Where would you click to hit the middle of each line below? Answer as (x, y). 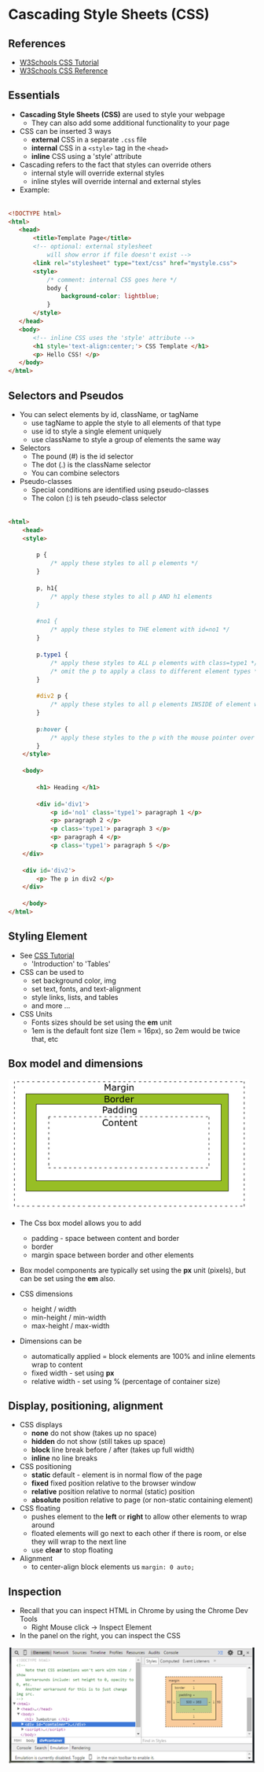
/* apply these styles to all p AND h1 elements (131, 596)
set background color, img (73, 980)
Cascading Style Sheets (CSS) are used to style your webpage (122, 114)
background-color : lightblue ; (110, 297)
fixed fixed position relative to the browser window (114, 1483)
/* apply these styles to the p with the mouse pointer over (152, 737)
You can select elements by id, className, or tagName (109, 414)
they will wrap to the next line (79, 1542)
